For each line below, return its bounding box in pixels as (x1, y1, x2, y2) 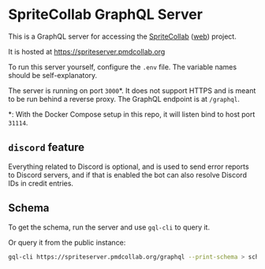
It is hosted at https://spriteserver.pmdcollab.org (8, 47, 166, 56)
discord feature (8, 140, 85, 155)
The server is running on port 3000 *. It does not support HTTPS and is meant (8, 85, 256, 95)
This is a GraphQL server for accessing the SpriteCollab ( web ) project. (8, 32, 237, 41)
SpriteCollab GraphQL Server (8, 6, 203, 24)
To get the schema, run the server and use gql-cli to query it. (8, 222, 211, 232)
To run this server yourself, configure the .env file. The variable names (8, 62, 237, 72)
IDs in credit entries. (8, 178, 73, 188)
